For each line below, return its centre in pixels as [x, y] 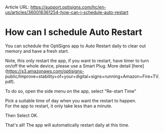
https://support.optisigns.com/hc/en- [68, 7]
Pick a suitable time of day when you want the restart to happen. [71, 100]
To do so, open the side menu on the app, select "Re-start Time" [71, 91]
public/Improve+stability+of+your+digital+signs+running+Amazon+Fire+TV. [82, 76]
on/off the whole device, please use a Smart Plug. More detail [68, 66]
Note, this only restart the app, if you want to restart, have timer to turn [77, 61]
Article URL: [17, 7]
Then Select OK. [22, 115]
